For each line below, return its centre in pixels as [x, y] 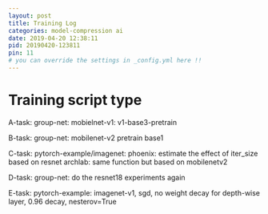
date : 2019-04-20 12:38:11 [53, 38]
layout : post [30, 16]
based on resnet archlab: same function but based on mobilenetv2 [118, 162]
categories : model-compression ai [66, 30]
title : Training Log [43, 23]
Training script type [75, 100]
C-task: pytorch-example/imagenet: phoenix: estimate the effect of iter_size [133, 153]
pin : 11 [21, 53]
